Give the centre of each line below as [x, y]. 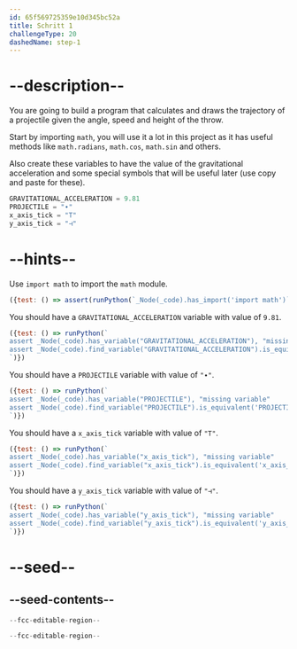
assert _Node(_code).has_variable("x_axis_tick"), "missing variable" [142, 457]
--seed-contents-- [62, 600]
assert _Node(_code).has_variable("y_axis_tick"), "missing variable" [142, 515]
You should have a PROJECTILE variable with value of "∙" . [112, 375]
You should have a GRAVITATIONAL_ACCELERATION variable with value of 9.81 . [145, 317]
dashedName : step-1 [45, 42]
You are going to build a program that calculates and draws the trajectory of [147, 111]
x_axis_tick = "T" [43, 215]
